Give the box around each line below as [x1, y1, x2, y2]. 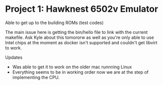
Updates [5, 54, 23, 60]
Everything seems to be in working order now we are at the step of [12, 69, 149, 75]
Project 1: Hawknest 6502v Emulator [5, 3, 159, 15]
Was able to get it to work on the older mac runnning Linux [12, 64, 132, 70]
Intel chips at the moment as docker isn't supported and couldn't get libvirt [5, 39, 158, 45]
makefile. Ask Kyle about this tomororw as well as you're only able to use [5, 34, 155, 40]
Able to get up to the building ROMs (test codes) [5, 20, 104, 26]
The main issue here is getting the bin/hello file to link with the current [5, 29, 148, 35]
